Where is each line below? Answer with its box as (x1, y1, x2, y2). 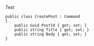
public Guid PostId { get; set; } (14, 23, 87, 28)
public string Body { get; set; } (14, 32, 87, 37)
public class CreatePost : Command (5, 14, 80, 19)
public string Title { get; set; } (14, 27, 89, 32)
